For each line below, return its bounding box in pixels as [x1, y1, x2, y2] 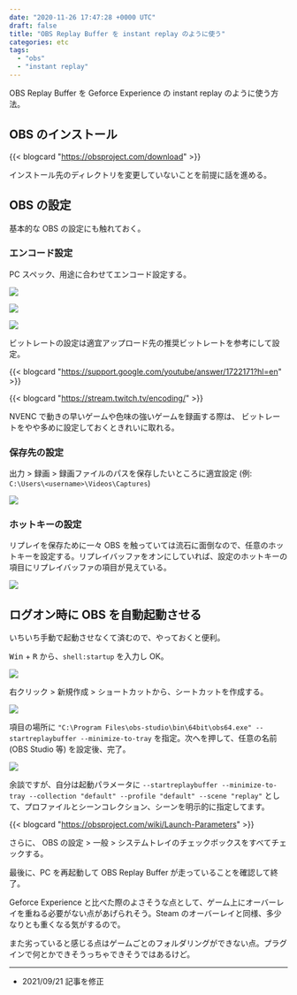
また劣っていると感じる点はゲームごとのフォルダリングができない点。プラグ [9, 938, 287, 949]
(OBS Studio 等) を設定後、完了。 [9, 744, 131, 754]
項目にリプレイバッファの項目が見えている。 [9, 563, 172, 573]
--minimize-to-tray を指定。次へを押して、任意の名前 [80, 733, 278, 744]
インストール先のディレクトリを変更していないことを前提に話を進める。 [9, 169, 272, 180]
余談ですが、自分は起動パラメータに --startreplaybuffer [9, 779, 218, 790]
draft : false [9, 21, 57, 30]
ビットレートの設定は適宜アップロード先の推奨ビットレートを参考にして [9, 337, 272, 348]
